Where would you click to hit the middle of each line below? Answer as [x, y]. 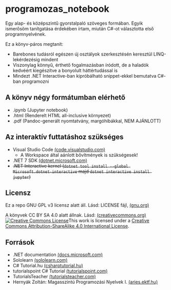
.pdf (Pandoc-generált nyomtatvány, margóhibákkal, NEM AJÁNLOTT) [87, 121]
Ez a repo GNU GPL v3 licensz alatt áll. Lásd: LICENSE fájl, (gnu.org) [77, 205]
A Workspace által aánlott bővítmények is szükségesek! [79, 155]
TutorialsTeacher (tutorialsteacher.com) [54, 277]
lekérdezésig [26, 59]
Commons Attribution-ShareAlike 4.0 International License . [67, 226]
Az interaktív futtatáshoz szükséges [65, 137]
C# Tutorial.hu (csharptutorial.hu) [48, 266]
